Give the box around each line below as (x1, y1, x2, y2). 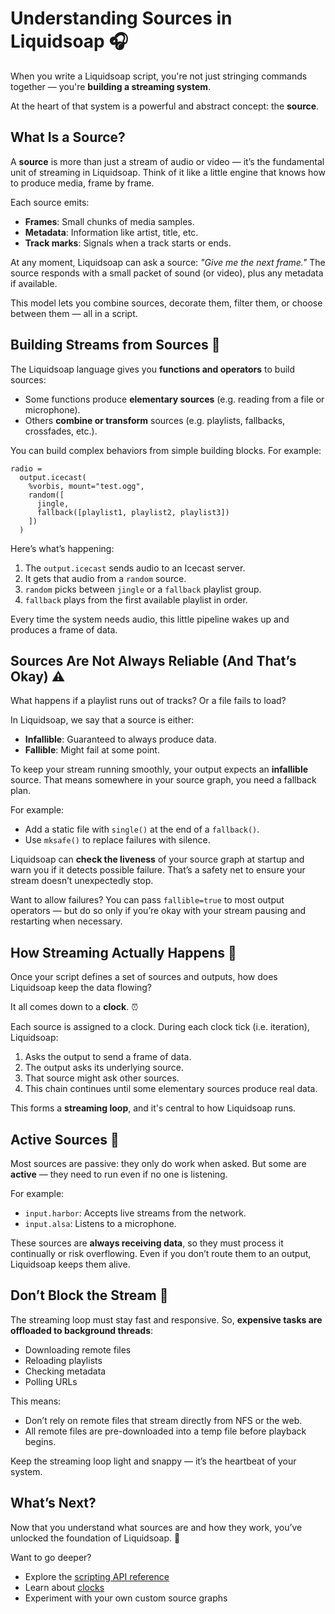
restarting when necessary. (10, 915, 123, 927)
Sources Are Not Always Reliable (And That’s (10, 652, 297, 669)
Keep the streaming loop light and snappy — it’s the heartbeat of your (10, 1455, 297, 1467)
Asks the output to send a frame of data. (24, 1051, 192, 1063)
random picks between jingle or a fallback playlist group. (24, 583, 262, 595)
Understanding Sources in (10, 7, 233, 30)
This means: (10, 1395, 62, 1407)
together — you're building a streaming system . (10, 80, 212, 92)
